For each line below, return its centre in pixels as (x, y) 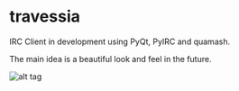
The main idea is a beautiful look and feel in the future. (110, 59)
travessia (45, 17)
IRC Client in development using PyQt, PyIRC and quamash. (120, 41)
